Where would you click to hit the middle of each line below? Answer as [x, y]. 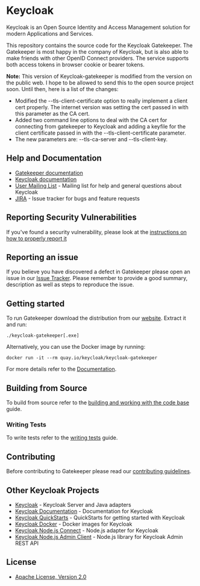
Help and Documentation [54, 158]
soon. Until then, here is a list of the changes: [62, 89]
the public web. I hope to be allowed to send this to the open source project [100, 83]
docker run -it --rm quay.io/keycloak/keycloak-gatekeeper [82, 358]
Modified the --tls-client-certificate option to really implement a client [101, 101]
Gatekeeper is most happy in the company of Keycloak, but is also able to [97, 51]
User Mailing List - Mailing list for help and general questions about [98, 185]
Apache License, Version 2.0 [51, 576]
